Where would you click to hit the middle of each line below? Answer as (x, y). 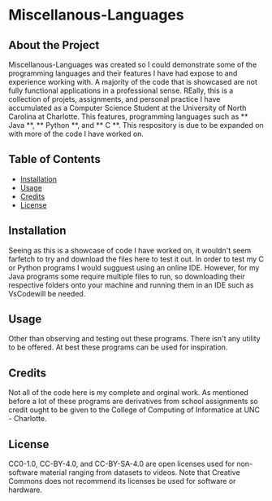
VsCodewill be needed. (47, 293)
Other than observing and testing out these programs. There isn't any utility (135, 339)
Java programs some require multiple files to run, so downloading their (127, 276)
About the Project (54, 45)
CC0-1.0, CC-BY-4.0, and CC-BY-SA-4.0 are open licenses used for (122, 464)
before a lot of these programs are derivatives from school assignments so (133, 402)
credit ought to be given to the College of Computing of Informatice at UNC (134, 410)
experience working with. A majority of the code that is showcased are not (133, 82)
